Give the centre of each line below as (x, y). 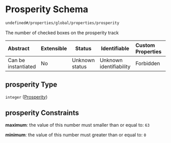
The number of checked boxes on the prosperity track (62, 33)
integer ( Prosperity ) (26, 97)
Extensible (54, 48)
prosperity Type (31, 85)
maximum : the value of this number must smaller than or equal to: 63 (78, 125)
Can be (17, 60)
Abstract (19, 48)
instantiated (22, 66)
